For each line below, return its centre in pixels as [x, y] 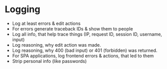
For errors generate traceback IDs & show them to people [73, 28]
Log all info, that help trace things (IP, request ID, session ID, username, [87, 34]
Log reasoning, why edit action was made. [57, 45]
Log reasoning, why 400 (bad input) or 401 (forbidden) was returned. [85, 50]
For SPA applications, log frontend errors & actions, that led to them [83, 56]
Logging [23, 9]
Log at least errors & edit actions [46, 23]
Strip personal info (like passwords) [49, 61]
